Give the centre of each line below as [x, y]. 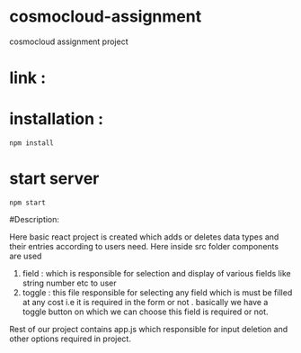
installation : [57, 119]
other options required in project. [71, 339]
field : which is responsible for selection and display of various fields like [156, 273]
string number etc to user [69, 283]
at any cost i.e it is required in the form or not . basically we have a [145, 302]
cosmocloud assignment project [69, 41]
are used [26, 256]
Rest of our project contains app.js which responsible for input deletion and [149, 329]
